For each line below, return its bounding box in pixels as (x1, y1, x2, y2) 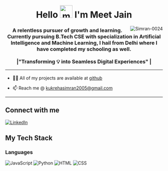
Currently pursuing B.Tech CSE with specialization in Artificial (7, 33, 161, 40)
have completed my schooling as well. (36, 45, 131, 52)
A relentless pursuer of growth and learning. (12, 27, 122, 34)
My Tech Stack (5, 134, 52, 142)
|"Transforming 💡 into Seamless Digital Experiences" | (16, 58, 151, 65)
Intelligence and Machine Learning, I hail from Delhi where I (10, 39, 157, 46)
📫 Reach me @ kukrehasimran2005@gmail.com (12, 85, 113, 91)
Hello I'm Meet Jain (35, 9, 132, 20)
